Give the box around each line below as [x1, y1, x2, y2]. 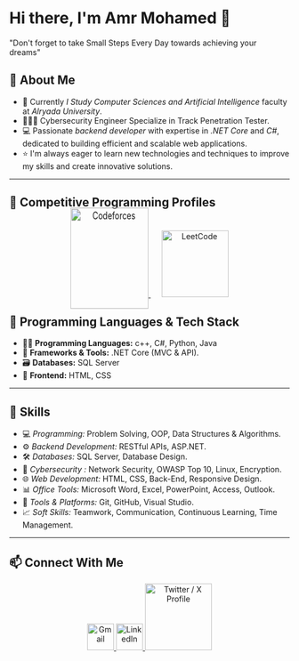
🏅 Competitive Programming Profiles [9, 195, 216, 210]
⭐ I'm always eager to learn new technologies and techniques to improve [21, 148, 290, 158]
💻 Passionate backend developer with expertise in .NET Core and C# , [21, 125, 280, 136]
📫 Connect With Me [9, 555, 125, 570]
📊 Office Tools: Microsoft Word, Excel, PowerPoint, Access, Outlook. [21, 484, 276, 495]
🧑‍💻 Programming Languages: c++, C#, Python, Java [21, 338, 218, 349]
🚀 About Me [9, 73, 76, 88]
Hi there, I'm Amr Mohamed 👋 [9, 8, 231, 28]
